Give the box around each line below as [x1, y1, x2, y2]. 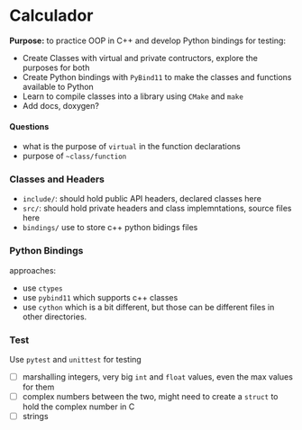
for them [22, 381, 55, 392]
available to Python [22, 81, 95, 92]
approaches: [9, 264, 57, 275]
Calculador [9, 5, 94, 26]
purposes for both [22, 62, 90, 73]
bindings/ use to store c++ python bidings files [22, 222, 198, 233]
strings [22, 411, 49, 422]
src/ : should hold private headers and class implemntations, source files [22, 203, 292, 214]
